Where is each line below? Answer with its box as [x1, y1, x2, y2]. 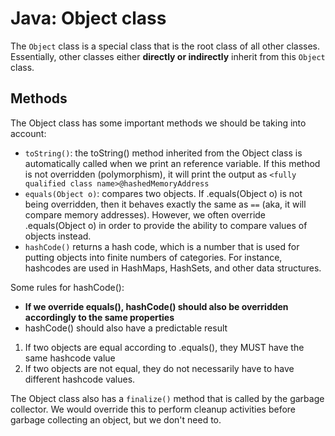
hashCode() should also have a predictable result [24, 322, 228, 334]
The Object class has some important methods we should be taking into [10, 117, 307, 129]
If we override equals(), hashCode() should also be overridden [24, 300, 289, 312]
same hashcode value [24, 352, 116, 364]
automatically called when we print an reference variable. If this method [24, 157, 321, 169]
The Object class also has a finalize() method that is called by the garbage [10, 392, 325, 404]
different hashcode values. [24, 373, 136, 385]
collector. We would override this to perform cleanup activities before [10, 403, 297, 415]
